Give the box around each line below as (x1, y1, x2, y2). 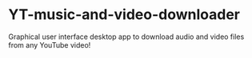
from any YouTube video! (8, 40, 91, 49)
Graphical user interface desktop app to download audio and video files (8, 32, 245, 41)
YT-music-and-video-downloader (8, 6, 240, 24)
